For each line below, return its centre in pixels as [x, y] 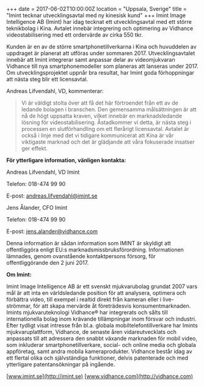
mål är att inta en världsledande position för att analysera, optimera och [96, 293]
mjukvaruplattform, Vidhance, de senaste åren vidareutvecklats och [92, 332]
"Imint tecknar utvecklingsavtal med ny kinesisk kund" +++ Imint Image [96, 15]
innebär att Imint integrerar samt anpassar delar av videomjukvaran [91, 60]
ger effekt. [34, 148]
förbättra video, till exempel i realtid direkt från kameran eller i [84, 299]
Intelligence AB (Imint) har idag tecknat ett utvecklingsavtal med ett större [99, 22]
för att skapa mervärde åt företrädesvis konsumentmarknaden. [112, 306]
